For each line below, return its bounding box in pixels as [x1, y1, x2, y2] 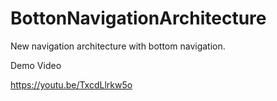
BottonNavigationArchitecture [10, 7, 267, 30]
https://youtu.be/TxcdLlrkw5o [10, 78, 133, 91]
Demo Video [10, 59, 62, 71]
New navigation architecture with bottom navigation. [10, 40, 226, 52]
